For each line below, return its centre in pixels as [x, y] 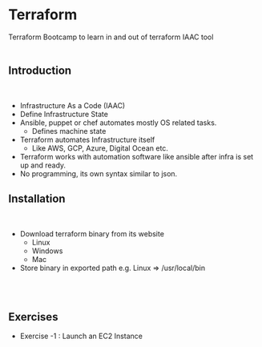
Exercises [33, 317]
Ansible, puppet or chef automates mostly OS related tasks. [118, 123]
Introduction [40, 71]
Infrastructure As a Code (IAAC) [73, 105]
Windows [47, 251]
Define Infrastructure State [64, 114]
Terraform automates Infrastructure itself [87, 139]
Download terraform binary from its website [92, 233]
